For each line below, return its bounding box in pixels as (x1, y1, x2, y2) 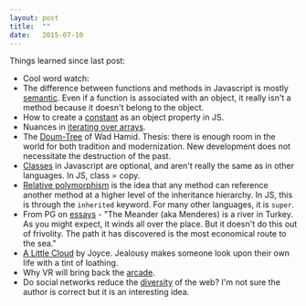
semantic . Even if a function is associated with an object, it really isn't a (22, 92, 291, 103)
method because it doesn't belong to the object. (22, 102, 205, 113)
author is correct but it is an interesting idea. (22, 287, 190, 298)
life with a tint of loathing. (22, 258, 119, 269)
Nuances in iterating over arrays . (22, 121, 146, 132)
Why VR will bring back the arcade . (22, 267, 155, 279)
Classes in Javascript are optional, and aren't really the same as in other (22, 161, 295, 172)
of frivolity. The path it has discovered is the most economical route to (22, 228, 287, 239)
